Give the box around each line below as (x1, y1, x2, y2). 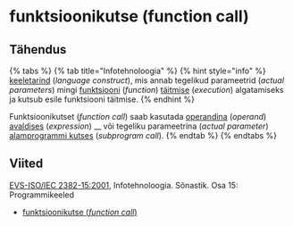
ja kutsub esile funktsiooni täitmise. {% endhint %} (9, 94, 195, 105)
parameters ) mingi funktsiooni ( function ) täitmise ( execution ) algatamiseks (9, 85, 284, 95)
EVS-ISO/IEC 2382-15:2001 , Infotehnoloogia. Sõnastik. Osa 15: (9, 180, 239, 190)
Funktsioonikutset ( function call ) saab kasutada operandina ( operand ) (9, 112, 267, 121)
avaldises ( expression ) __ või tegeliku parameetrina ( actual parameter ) (9, 121, 269, 131)
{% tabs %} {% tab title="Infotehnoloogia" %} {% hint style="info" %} (9, 65, 266, 76)
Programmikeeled (9, 189, 74, 200)
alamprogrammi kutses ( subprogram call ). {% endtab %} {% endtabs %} (9, 130, 278, 140)
